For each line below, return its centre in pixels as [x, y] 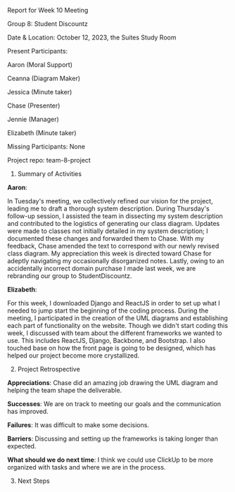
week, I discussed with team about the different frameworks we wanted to [115, 333]
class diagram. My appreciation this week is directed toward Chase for [109, 253]
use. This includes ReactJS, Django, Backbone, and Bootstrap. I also [106, 340]
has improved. [28, 411]
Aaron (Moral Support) [40, 65]
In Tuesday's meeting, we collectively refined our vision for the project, [110, 201]
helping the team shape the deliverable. [65, 390]
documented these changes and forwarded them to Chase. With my [106, 238]
